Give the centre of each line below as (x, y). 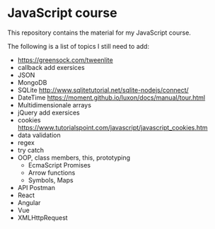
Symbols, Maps (51, 180)
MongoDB (32, 82)
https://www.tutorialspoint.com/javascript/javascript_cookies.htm (112, 127)
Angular (29, 202)
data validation (39, 135)
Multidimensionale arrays (54, 105)
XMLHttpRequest (43, 218)
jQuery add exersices (48, 112)
